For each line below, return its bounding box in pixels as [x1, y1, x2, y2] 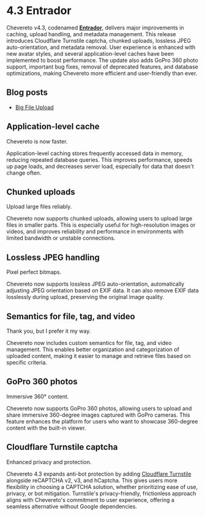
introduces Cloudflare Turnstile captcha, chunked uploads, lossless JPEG [6, 37, 192, 44]
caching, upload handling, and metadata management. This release [6, 30, 176, 37]
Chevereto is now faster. [6, 137, 68, 145]
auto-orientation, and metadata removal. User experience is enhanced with [6, 44, 196, 51]
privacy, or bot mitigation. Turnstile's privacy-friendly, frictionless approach [6, 490, 196, 497]
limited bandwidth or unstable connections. [6, 234, 116, 242]
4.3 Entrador [6, 4, 72, 18]
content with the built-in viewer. [6, 424, 86, 431]
